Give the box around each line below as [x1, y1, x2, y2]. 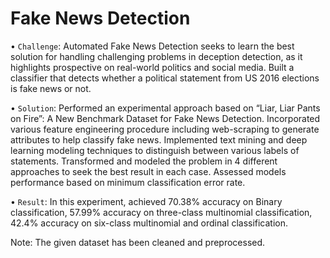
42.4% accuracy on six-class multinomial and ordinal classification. [10, 217, 289, 229]
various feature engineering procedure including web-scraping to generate [10, 123, 320, 135]
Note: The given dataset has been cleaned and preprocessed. [10, 236, 266, 248]
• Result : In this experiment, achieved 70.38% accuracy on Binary [10, 195, 283, 207]
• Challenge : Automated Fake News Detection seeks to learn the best [10, 40, 295, 52]
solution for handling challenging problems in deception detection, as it [10, 50, 303, 62]
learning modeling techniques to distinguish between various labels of [10, 144, 300, 156]
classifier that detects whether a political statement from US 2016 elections [10, 72, 320, 84]
